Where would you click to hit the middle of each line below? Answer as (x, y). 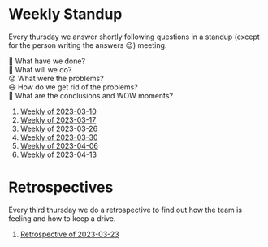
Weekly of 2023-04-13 (58, 154)
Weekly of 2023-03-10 (58, 111)
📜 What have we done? (47, 61)
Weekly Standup (65, 14)
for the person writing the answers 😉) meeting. (88, 45)
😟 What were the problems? (56, 78)
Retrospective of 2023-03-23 (69, 234)
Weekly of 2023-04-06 (59, 145)
